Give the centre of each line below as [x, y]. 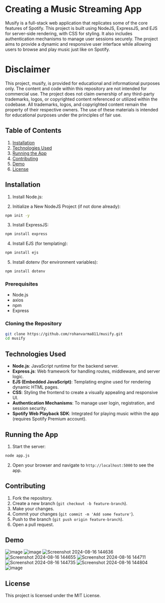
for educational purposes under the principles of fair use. [64, 115]
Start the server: [29, 446]
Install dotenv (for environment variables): [55, 262]
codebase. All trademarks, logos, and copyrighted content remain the [76, 104]
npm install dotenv [25, 271]
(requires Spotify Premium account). [49, 419]
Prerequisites [22, 284]
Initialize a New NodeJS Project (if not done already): [66, 206]
